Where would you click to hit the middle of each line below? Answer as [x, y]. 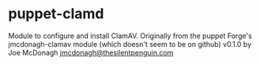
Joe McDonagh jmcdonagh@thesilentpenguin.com [91, 52]
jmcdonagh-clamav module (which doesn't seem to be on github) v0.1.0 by [130, 44]
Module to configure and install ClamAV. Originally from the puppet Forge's [130, 36]
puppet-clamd [56, 14]
